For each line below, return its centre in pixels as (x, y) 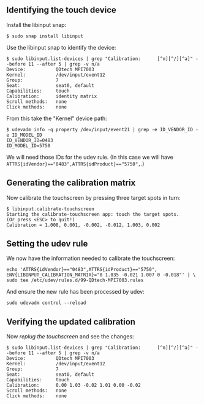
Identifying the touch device (61, 10)
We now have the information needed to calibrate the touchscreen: (91, 258)
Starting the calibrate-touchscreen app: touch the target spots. (93, 214)
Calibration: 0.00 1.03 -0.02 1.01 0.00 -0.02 (74, 386)
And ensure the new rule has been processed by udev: (76, 292)
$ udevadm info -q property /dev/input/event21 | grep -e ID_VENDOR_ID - (103, 129)
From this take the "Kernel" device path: (57, 118)
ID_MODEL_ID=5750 (28, 146)
